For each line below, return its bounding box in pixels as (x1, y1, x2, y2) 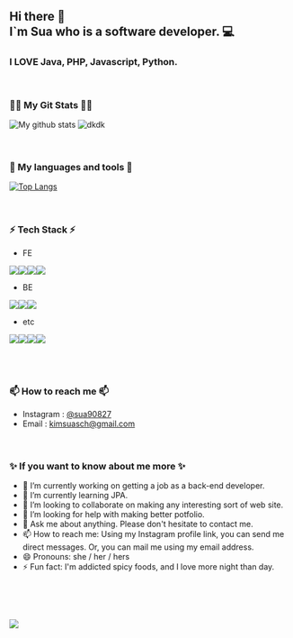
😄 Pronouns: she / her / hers (22, 551, 130, 562)
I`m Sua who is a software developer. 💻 (9, 24, 235, 40)
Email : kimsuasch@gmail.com (22, 418, 136, 429)
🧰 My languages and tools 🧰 (9, 160, 133, 173)
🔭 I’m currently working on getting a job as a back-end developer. (22, 480, 265, 491)
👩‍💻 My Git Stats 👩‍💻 (9, 98, 93, 111)
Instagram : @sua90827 (22, 408, 112, 419)
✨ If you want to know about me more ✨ (9, 460, 186, 472)
